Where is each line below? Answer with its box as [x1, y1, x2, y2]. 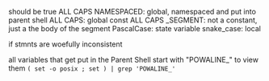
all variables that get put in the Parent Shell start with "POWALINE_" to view [8, 55, 258, 64]
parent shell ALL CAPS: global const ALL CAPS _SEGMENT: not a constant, [8, 15, 258, 25]
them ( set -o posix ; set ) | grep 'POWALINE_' [8, 63, 176, 73]
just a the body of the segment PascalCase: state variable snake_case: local [8, 24, 261, 33]
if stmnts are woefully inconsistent [8, 39, 123, 49]
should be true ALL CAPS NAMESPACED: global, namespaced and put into [8, 7, 257, 16]
